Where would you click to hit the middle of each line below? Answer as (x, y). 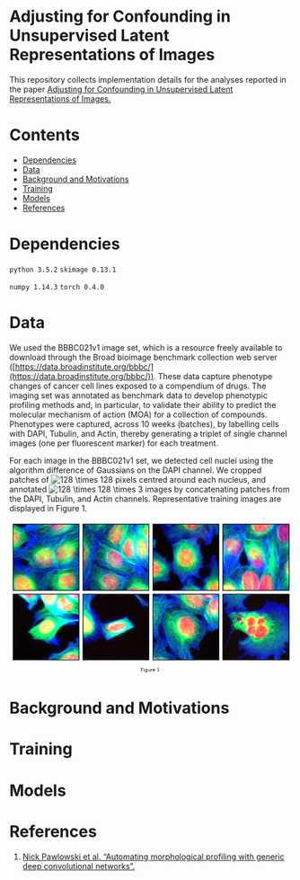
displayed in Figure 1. (49, 508)
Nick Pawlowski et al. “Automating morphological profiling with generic (153, 857)
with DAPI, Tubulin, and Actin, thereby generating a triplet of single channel (148, 433)
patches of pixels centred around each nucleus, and (138, 479)
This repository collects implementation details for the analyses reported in (148, 79)
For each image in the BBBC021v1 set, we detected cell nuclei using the (141, 460)
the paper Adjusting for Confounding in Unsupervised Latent (121, 89)
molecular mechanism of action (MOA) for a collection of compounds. (138, 414)
